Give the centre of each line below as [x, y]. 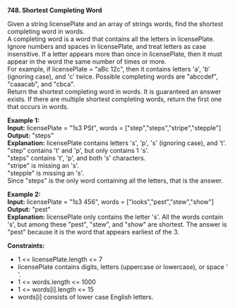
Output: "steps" [31, 135]
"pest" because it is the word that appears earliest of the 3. [94, 232]
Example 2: [24, 194]
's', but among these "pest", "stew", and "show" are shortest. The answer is [117, 224]
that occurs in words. [38, 107]
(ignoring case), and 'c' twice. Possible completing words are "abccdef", [113, 76]
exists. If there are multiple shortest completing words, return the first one [115, 99]
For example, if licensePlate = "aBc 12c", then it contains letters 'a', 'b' [109, 69]
